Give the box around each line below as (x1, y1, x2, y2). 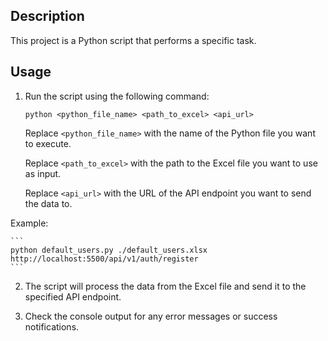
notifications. (24, 320, 80, 333)
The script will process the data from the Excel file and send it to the (24, 280, 307, 292)
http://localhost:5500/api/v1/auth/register (10, 254, 199, 264)
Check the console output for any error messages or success (24, 310, 278, 322)
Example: (10, 217, 49, 229)
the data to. (24, 197, 73, 209)
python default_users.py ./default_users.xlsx (10, 245, 208, 255)
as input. (24, 167, 62, 179)
